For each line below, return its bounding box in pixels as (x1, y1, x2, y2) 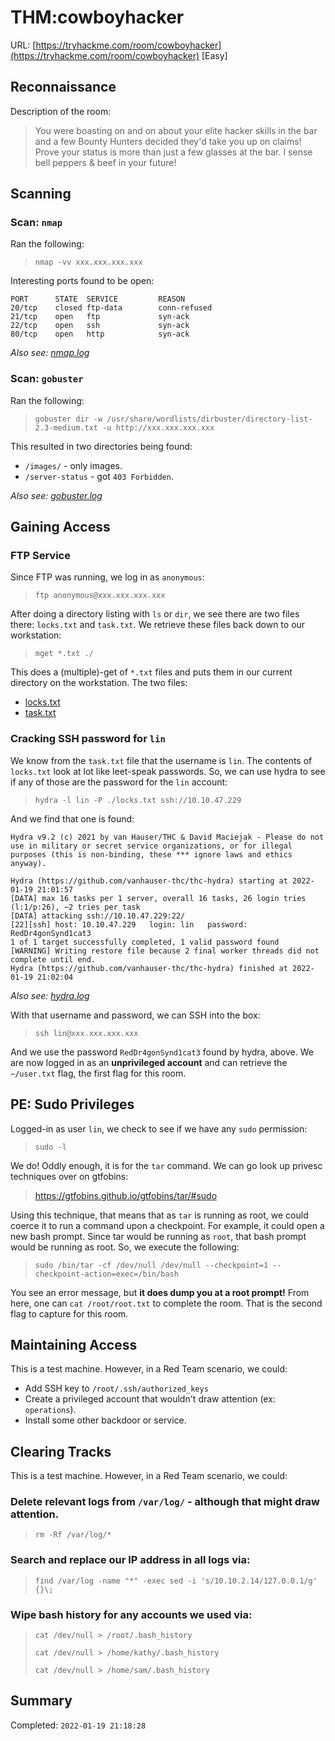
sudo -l (34, 1142, 67, 1152)
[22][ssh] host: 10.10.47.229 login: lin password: (10, 919, 248, 930)
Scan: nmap (10, 216, 63, 230)
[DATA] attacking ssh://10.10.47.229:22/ (10, 911, 186, 921)
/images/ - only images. (24, 459, 123, 471)
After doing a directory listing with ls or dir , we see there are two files (10, 608, 300, 620)
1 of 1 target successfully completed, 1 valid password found (10, 937, 280, 947)
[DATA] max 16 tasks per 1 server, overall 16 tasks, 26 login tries (10, 893, 307, 903)
